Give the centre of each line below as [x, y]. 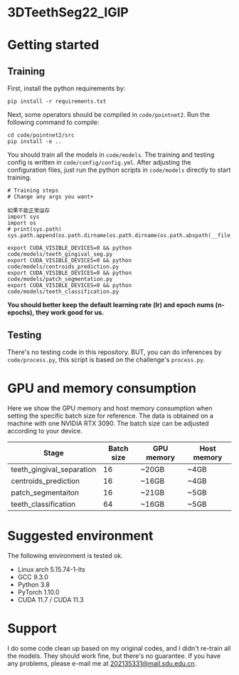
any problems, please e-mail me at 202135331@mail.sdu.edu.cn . [102, 663]
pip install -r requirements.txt [57, 102]
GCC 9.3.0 [33, 577]
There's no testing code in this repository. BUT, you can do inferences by [115, 352]
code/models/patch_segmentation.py [60, 279]
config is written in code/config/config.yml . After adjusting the [99, 163]
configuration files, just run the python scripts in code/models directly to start [119, 170]
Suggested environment [80, 536]
